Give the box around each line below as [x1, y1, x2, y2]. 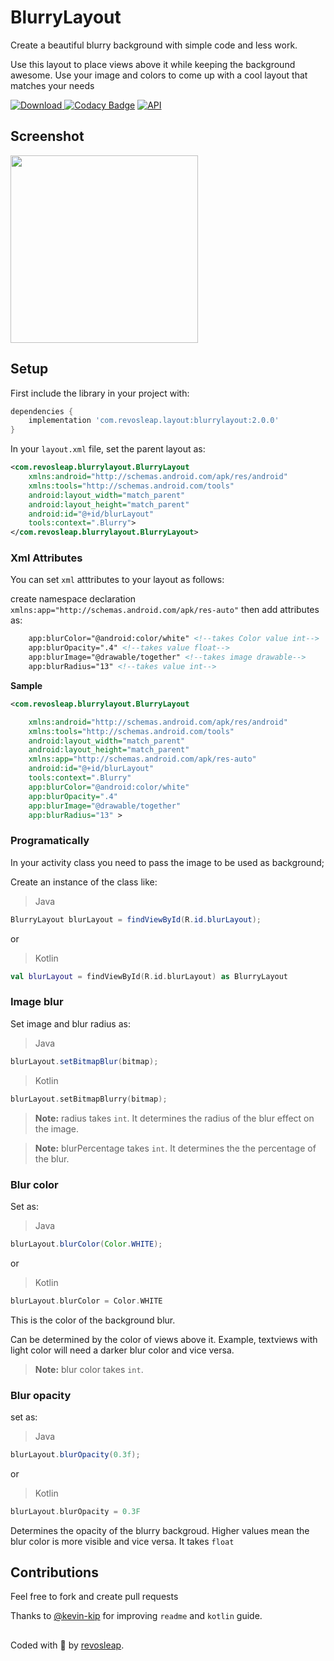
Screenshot [10, 128, 85, 145]
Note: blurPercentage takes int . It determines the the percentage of [34, 1142, 317, 1154]
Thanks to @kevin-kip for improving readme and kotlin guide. [10, 1610, 263, 1622]
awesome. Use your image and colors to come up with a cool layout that [10, 69, 308, 81]
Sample [10, 679, 43, 691]
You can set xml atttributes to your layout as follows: [10, 574, 225, 586]
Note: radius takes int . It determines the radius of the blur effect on [34, 1112, 315, 1124]
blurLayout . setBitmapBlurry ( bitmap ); [10, 1094, 168, 1104]
